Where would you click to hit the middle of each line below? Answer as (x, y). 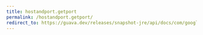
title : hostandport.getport (42, 12)
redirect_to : (23, 23)
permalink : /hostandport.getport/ (50, 17)
